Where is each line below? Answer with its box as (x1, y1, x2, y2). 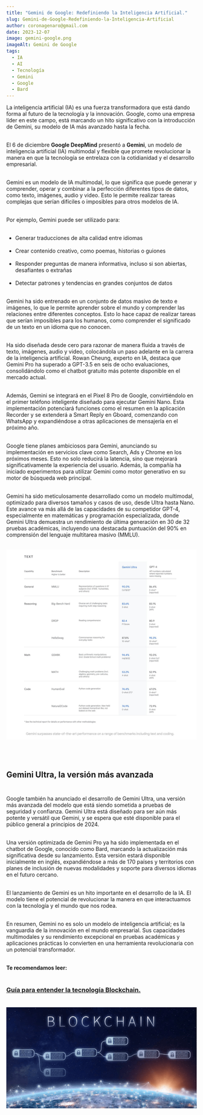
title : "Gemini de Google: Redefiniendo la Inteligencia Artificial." (6, 10, 188, 16)
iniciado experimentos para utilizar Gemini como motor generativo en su (6, 468, 186, 475)
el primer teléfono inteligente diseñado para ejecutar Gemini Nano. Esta (6, 399, 184, 406)
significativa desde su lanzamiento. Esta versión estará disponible (6, 852, 170, 859)
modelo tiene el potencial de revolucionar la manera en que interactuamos (6, 895, 192, 902)
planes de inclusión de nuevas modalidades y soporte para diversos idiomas (6, 864, 197, 872)
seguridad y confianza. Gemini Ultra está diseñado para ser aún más (6, 807, 177, 815)
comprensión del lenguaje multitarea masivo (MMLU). (6, 531, 140, 538)
